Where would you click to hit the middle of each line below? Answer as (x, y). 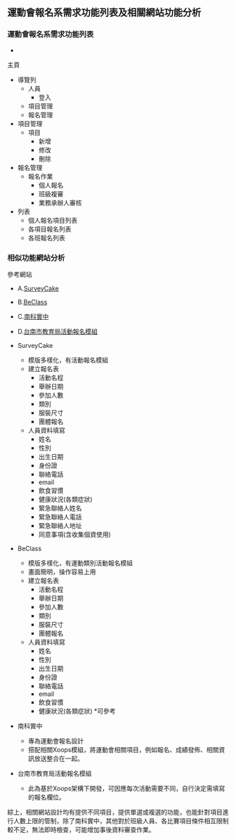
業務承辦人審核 (60, 202)
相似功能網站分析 (36, 257)
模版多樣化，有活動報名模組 (68, 360)
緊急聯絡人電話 (60, 517)
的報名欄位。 (46, 797)
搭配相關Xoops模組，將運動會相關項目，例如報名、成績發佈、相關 (123, 749)
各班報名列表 (46, 238)
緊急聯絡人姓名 (60, 508)
